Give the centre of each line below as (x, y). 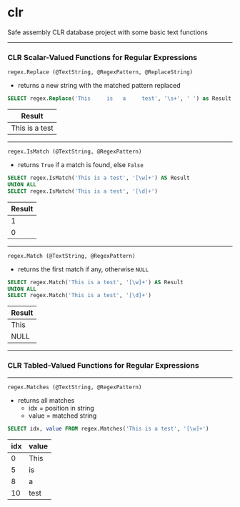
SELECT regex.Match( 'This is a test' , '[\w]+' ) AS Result (95, 282)
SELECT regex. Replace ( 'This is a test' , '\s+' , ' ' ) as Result (120, 99)
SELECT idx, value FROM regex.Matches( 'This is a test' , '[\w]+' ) (108, 428)
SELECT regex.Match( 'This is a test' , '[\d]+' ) (80, 296)
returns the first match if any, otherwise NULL (83, 269)
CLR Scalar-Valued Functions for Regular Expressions (102, 57)
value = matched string (62, 416)
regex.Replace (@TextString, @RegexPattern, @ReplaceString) (100, 72)
